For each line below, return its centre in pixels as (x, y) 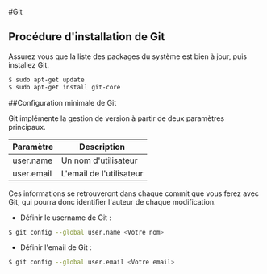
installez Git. (29, 64)
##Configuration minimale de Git (63, 102)
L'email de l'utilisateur (102, 173)
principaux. (27, 127)
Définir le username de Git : (65, 218)
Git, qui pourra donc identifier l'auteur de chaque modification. (112, 201)
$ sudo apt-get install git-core (65, 87)
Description (102, 147)
